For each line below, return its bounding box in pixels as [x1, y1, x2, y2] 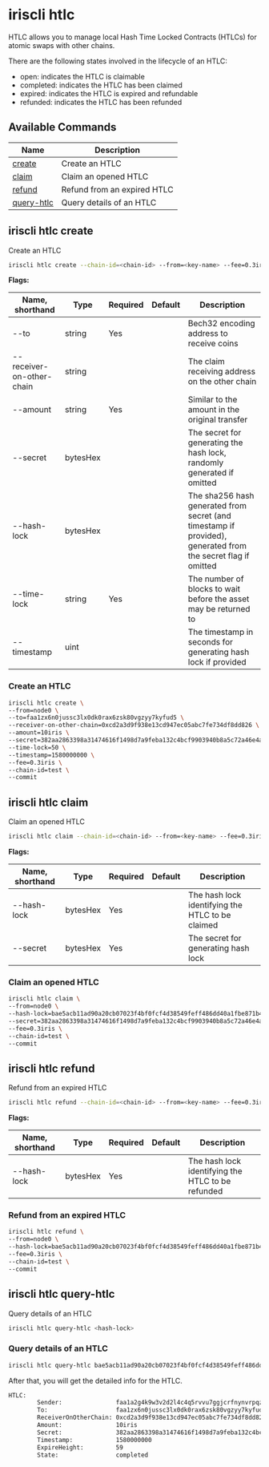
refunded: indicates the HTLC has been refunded [19, 97, 183, 107]
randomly [187, 457, 224, 468]
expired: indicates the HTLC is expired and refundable [19, 88, 199, 98]
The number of [187, 573, 244, 584]
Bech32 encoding [187, 318, 255, 329]
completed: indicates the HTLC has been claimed [19, 80, 183, 90]
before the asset [187, 593, 250, 604]
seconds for [187, 637, 234, 648]
